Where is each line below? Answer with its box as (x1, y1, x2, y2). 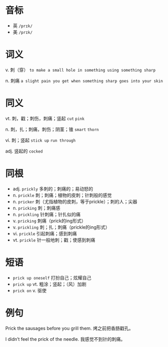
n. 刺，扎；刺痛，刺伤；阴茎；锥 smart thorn (5, 126, 99, 132)
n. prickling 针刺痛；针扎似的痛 (12, 211, 81, 218)
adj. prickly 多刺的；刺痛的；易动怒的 (12, 185, 93, 192)
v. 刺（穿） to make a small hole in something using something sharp (5, 67, 156, 73)
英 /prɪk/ (12, 23, 33, 29)
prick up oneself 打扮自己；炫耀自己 (12, 274, 92, 280)
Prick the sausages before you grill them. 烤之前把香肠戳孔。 (5, 325, 134, 331)
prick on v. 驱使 (12, 287, 47, 293)
